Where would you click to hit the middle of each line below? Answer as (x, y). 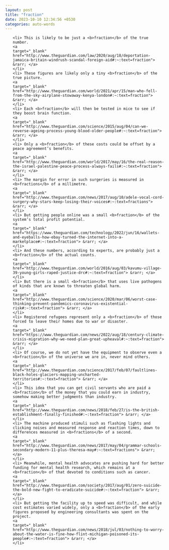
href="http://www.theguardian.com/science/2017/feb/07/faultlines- (85, 370)
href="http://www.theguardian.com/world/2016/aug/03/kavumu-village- (87, 268)
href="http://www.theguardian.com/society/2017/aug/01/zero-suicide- (87, 486)
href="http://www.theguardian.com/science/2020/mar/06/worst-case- (85, 299)
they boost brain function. (42, 113)
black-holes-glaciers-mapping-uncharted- (57, 375)
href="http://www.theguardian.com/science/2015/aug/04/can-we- (80, 127)
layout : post (19, 10)
